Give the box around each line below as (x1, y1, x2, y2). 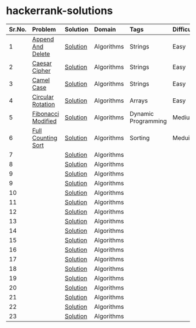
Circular (32, 92, 54, 101)
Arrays (129, 96, 148, 105)
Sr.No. (9, 25, 27, 33)
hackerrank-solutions (6, 4, 113, 18)
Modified (32, 117, 57, 125)
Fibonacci (32, 109, 60, 118)
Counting (32, 133, 58, 141)
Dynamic (129, 109, 155, 118)
